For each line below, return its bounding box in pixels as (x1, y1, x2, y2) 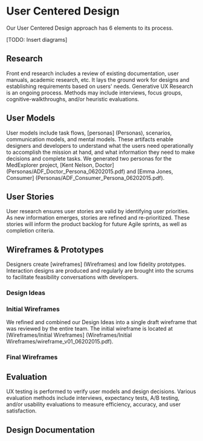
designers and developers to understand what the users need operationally (6, 142, 194, 149)
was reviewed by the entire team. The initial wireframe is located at (6, 325, 173, 333)
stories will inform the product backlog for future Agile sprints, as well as (6, 220, 187, 228)
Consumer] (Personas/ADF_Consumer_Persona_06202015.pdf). (6, 174, 165, 181)
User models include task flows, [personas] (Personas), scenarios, (6, 129, 172, 136)
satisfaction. (6, 407, 37, 414)
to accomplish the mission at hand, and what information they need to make (6, 148, 195, 156)
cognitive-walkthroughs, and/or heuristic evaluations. (6, 95, 140, 102)
